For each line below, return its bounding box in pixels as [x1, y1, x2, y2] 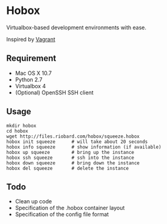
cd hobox [6, 128, 29, 134]
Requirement [6, 53, 56, 64]
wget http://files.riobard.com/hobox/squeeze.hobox [6, 133, 140, 139]
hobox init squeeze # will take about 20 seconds [6, 138, 148, 145]
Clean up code [15, 198, 52, 205]
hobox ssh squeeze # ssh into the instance [6, 155, 135, 161]
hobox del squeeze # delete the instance [6, 165, 129, 171]
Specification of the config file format [15, 211, 109, 218]
